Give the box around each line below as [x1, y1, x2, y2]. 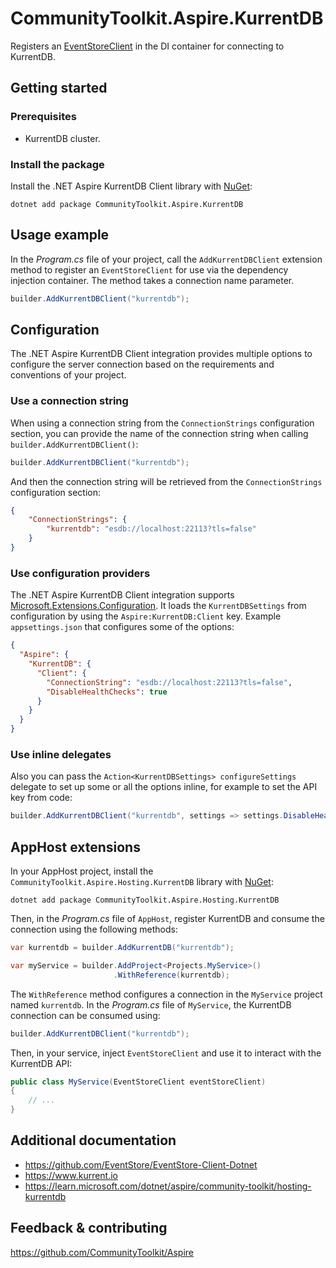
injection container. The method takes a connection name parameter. [10, 274, 295, 286]
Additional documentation [10, 1132, 177, 1149]
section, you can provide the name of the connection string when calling [10, 427, 309, 439]
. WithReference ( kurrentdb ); [113, 970, 230, 980]
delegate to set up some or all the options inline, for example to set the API [10, 781, 318, 793]
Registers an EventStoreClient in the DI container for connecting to [10, 40, 285, 52]
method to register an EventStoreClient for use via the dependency [10, 263, 289, 276]
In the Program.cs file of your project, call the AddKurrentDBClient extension [10, 253, 323, 265]
